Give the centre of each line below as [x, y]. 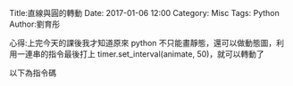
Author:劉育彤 [35, 24]
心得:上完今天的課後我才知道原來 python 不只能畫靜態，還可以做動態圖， [143, 43]
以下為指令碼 [33, 73]
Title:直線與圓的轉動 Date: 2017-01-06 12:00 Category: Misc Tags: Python [144, 13]
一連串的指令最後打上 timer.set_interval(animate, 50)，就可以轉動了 [141, 54]
